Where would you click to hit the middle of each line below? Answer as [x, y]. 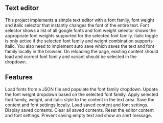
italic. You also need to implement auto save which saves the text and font [80, 46]
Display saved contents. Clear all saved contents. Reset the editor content [80, 110]
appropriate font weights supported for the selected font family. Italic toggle [81, 35]
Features [19, 77]
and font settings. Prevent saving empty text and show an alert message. [79, 115]
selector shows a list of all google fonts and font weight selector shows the [81, 30]
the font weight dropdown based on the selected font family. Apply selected [81, 94]
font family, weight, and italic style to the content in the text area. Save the [80, 99]
